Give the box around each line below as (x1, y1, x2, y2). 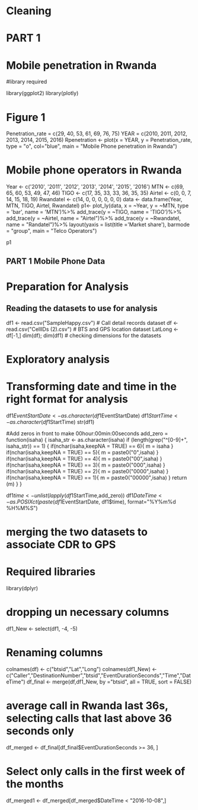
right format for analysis (6, 392, 129, 406)
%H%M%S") (6, 504, 38, 511)
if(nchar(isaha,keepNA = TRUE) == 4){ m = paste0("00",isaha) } (6, 455, 162, 462)
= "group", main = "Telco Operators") (6, 227, 97, 235)
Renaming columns (6, 646, 103, 659)
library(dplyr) (6, 584, 39, 591)
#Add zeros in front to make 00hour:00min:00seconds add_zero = (6, 429, 168, 437)
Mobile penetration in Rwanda (6, 58, 157, 72)
